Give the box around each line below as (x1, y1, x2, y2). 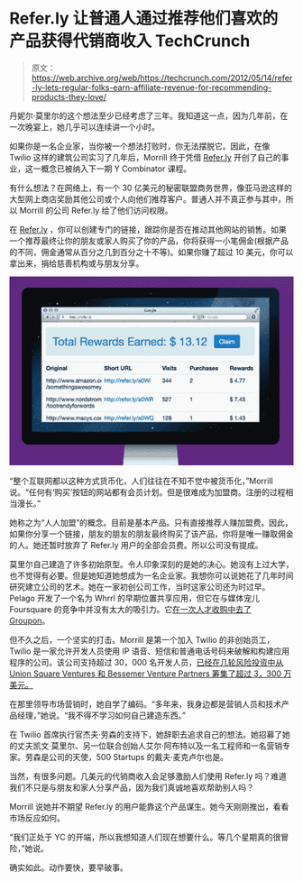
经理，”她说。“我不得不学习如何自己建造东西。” (16, 710, 187, 720)
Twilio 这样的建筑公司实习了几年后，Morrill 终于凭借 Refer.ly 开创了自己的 (9, 151, 281, 162)
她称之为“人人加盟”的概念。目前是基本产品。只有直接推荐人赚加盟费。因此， (9, 517, 293, 528)
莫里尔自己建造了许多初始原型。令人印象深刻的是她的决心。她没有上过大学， (9, 558, 294, 569)
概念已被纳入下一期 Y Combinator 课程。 (40, 163, 192, 174)
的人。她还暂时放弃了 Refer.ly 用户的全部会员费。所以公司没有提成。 (9, 539, 263, 550)
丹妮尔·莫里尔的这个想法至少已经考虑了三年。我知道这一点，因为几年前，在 (9, 110, 289, 121)
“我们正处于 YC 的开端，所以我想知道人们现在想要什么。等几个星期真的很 (9, 831, 281, 842)
